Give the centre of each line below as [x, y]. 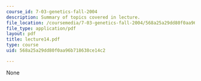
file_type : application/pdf [41, 28]
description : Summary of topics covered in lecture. [73, 17]
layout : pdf [21, 34]
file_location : [25, 23]
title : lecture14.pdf [33, 39]
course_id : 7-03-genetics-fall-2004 [52, 12]
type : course [22, 45]
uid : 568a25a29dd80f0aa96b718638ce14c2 [56, 51]
